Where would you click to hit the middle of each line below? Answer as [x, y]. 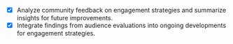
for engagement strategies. [56, 34]
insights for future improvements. [65, 18]
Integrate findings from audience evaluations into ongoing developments [121, 25]
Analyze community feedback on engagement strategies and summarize [121, 10]
